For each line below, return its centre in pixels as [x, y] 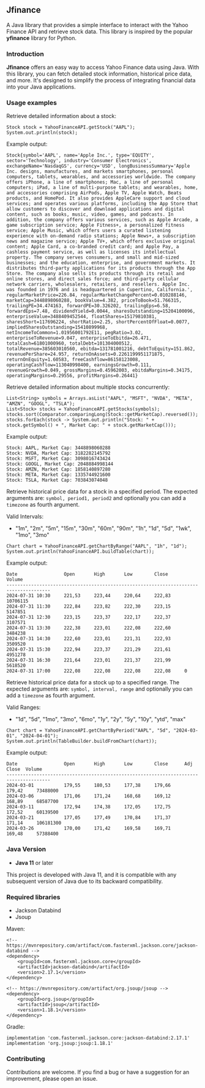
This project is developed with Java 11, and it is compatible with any [91, 874]
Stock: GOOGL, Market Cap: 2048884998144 [60, 464]
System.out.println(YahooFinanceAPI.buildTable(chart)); [80, 552]
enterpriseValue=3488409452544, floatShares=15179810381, [82, 317]
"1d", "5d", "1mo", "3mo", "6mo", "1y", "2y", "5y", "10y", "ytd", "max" [100, 719]
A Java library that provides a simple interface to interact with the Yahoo [97, 25]
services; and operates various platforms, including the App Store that [102, 204]
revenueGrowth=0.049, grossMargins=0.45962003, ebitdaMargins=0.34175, [99, 370]
